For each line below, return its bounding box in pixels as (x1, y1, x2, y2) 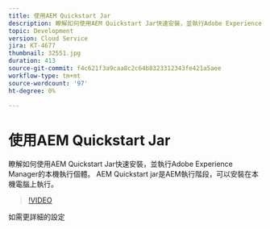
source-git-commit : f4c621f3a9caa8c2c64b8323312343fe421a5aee (8, 65, 222, 73)
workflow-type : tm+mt (8, 72, 81, 80)
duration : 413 (8, 57, 56, 65)
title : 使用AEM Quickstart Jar (8, 11, 111, 20)
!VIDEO (27, 195, 52, 206)
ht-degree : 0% (8, 86, 56, 95)
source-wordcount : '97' (8, 79, 89, 87)
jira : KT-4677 (8, 42, 56, 50)
